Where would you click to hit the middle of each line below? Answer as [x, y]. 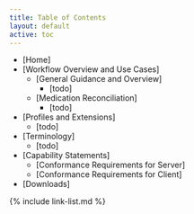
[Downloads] [46, 184]
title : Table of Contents [57, 18]
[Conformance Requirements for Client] [109, 174]
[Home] [36, 60]
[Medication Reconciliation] [86, 98]
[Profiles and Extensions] [69, 117]
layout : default [40, 26]
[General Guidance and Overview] [99, 79]
